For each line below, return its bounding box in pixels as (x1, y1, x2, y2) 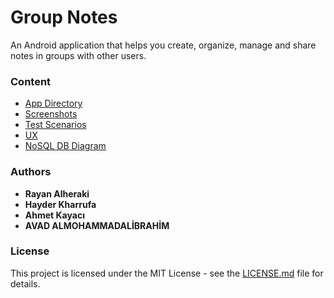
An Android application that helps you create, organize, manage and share (10, 39, 317, 51)
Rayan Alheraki (24, 187, 90, 200)
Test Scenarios (24, 119, 87, 131)
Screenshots (24, 108, 78, 120)
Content (10, 74, 52, 88)
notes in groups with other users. (10, 49, 147, 61)
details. (10, 277, 41, 290)
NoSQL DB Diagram (24, 140, 107, 152)
